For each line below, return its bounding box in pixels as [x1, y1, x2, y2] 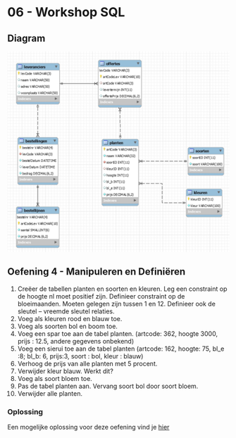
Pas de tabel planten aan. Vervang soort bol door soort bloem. [17, 382, 199, 390]
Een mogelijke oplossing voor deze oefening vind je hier [7, 423, 170, 431]
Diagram [7, 32, 46, 44]
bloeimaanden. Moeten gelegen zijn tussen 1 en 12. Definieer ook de [17, 299, 216, 308]
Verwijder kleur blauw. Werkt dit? [17, 367, 114, 375]
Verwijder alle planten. [17, 389, 83, 398]
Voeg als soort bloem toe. [17, 374, 93, 382]
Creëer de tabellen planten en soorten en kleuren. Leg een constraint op [17, 284, 228, 293]
